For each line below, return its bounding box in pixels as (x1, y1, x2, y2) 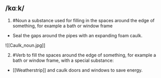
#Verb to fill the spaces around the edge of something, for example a (12, 52, 156, 58)
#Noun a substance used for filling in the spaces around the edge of (12, 17, 155, 23)
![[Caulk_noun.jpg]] (5, 42, 45, 48)
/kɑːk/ (5, 4, 25, 13)
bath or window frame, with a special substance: (12, 57, 114, 63)
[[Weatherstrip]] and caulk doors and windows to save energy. (12, 67, 143, 73)
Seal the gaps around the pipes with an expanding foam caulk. (12, 32, 143, 38)
